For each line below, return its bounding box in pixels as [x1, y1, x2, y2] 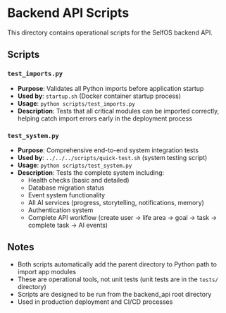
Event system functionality [27, 190, 106, 199]
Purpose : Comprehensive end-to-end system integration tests [17, 146, 199, 154]
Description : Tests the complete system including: [17, 168, 165, 177]
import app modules [17, 267, 76, 276]
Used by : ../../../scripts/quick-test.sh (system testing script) [17, 153, 208, 161]
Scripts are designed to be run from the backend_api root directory [17, 290, 212, 298]
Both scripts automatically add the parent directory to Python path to [17, 259, 217, 269]
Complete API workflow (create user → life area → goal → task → [27, 213, 217, 221]
